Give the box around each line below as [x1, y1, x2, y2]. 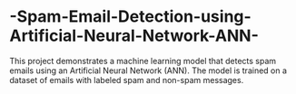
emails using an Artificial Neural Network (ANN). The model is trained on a [9, 65, 288, 76]
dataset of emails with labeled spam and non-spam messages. [9, 74, 244, 85]
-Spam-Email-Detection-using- [9, 6, 252, 27]
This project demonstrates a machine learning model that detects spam [9, 55, 277, 66]
